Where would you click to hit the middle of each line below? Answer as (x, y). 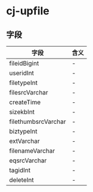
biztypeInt (23, 131)
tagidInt (20, 170)
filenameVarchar (32, 151)
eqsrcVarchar (28, 161)
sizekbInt (22, 112)
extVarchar (24, 141)
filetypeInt (23, 83)
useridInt (22, 73)
